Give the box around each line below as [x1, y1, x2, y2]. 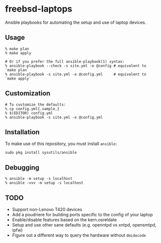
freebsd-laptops [5, 3, 73, 15]
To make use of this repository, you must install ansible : [5, 141, 117, 146]
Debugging [5, 163, 40, 172]
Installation [5, 128, 40, 136]
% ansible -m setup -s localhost [5, 176, 73, 181]
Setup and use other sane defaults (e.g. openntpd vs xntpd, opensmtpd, [12, 222, 157, 227]
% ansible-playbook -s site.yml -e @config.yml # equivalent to [5, 72, 146, 77]
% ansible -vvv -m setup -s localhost [5, 180, 83, 185]
